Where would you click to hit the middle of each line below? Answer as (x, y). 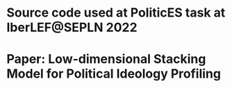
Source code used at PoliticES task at (116, 13)
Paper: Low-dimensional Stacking (106, 59)
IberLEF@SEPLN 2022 (72, 27)
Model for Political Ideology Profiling (114, 74)
